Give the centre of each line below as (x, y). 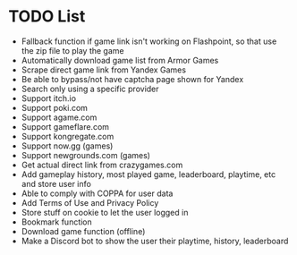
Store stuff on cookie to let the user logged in (105, 212)
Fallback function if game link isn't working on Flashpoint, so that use (149, 41)
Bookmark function (57, 222)
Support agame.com (59, 117)
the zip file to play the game (72, 50)
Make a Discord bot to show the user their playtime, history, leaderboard (155, 241)
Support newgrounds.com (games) (86, 155)
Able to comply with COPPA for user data (97, 193)
